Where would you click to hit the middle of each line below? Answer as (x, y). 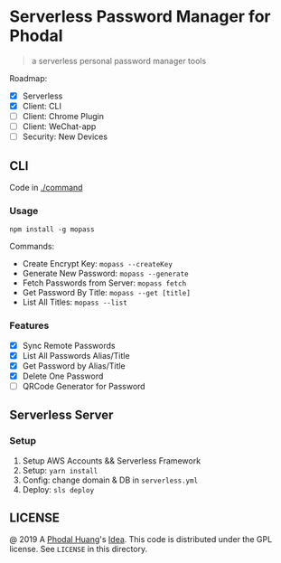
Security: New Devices (65, 136)
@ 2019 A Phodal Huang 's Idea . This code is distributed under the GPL (141, 540)
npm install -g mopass (52, 230)
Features (29, 325)
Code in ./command (46, 188)
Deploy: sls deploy (58, 489)
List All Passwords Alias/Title (76, 355)
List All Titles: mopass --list (75, 302)
